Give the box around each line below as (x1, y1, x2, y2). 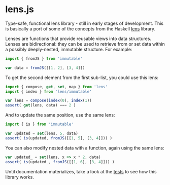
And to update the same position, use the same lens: (5, 112, 115, 118)
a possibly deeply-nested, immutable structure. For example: (5, 46, 132, 52)
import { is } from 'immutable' (5, 122, 74, 127)
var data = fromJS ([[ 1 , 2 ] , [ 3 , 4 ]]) (5, 65, 85, 70)
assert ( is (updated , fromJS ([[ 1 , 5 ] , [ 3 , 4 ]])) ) (5, 135, 113, 140)
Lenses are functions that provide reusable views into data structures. (5, 35, 151, 42)
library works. (5, 174, 34, 180)
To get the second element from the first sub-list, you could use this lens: (5, 75, 159, 81)
